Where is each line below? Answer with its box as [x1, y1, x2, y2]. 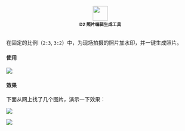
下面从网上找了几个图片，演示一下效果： [6, 96, 106, 103]
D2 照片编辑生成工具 [79, 21, 121, 27]
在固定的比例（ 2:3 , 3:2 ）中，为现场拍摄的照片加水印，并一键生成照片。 [6, 39, 182, 46]
